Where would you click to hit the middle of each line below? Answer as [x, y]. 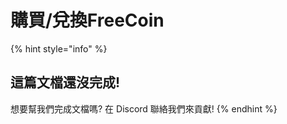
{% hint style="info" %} [59, 48]
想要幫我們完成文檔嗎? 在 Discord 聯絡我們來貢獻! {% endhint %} [144, 108]
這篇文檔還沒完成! [65, 82]
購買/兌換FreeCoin [87, 20]
